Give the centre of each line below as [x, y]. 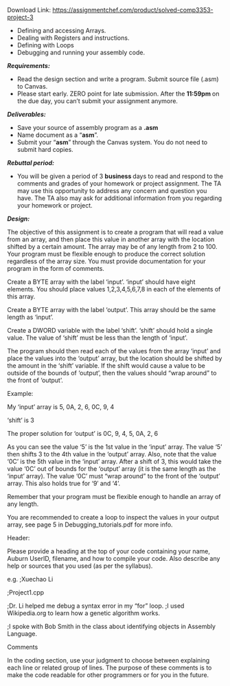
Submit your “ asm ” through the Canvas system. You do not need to [112, 142]
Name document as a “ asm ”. [57, 135]
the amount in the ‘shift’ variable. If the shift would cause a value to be [106, 366]
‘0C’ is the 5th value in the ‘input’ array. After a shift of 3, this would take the [114, 461]
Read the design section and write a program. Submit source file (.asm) [118, 79]
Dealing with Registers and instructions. [73, 38]
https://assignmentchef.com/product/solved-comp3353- [133, 10]
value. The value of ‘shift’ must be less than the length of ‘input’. [97, 338]
